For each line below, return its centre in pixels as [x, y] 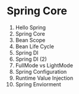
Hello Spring [31, 27]
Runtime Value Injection [44, 78]
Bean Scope [30, 40]
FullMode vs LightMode [44, 65]
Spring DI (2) [31, 59]
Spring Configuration [41, 71]
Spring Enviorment [38, 84]
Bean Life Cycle [34, 46]
